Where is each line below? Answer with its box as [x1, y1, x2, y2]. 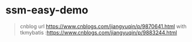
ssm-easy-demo [5, 3, 89, 17]
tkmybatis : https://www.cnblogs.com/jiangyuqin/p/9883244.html [19, 29, 177, 36]
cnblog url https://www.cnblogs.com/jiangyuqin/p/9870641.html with [19, 23, 187, 30]
